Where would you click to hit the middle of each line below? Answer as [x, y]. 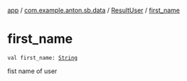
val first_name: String [43, 58]
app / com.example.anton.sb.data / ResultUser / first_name [93, 10]
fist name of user [32, 71]
